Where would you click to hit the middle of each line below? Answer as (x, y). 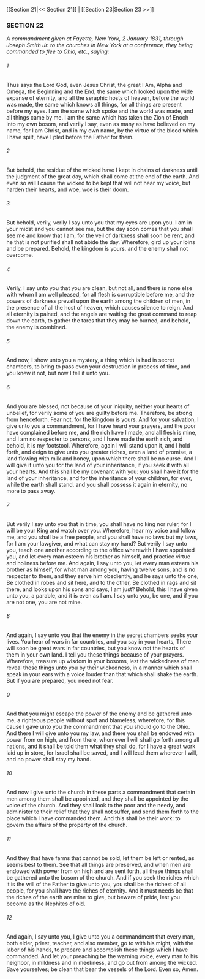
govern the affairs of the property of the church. (67, 825)
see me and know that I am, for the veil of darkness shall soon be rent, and (100, 235)
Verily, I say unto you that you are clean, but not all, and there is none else (99, 288)
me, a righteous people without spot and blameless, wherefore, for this (96, 720)
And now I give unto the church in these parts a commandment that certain (101, 792)
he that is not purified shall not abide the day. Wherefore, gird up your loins (101, 242)
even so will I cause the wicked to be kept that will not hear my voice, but (99, 183)
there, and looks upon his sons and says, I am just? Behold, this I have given (102, 589)
